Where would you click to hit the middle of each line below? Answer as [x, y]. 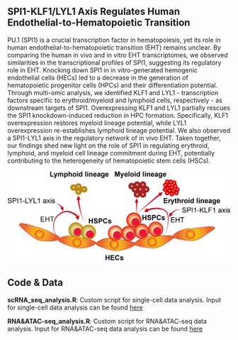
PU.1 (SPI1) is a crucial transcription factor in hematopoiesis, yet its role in [114, 40]
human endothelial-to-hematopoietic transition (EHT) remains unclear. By [114, 47]
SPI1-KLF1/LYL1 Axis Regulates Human [94, 12]
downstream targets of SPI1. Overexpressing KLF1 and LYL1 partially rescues [119, 108]
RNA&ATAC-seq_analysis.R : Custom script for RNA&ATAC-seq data [107, 321]
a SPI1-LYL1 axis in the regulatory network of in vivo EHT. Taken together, [114, 138]
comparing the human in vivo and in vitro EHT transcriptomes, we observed [118, 55]
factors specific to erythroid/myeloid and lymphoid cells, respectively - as [115, 100]
